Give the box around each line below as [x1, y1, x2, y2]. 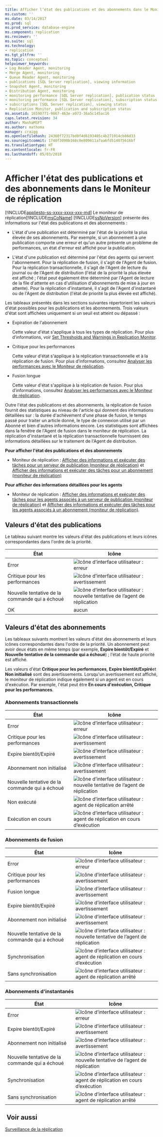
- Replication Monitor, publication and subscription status [5, 107, 131, 112]
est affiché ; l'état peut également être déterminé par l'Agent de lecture [12, 275, 154, 281]
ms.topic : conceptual [5, 57, 49, 62]
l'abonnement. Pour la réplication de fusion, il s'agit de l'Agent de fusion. [12, 259, 158, 265]
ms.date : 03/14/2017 [5, 16, 47, 21]
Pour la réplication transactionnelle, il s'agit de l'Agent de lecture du [12, 265, 147, 270]
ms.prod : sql [5, 20, 32, 26]
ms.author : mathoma [5, 124, 45, 129]
